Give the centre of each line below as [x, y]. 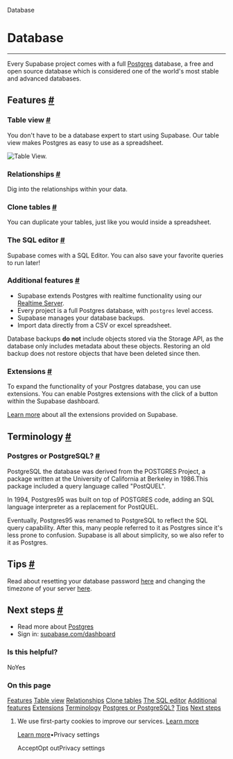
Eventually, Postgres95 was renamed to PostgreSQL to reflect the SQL [107, 520]
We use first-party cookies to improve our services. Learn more [108, 722]
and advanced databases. [44, 78]
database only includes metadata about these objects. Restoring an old [109, 346]
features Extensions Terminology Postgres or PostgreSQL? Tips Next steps [114, 708]
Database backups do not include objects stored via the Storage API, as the [115, 339]
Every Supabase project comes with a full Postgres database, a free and [110, 63]
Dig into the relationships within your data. [68, 189]
